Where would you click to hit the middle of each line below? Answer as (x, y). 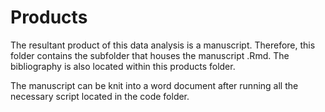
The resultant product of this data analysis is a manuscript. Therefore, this (163, 45)
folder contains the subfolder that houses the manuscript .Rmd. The (150, 55)
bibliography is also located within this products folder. (123, 66)
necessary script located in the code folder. (100, 96)
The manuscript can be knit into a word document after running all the (154, 85)
